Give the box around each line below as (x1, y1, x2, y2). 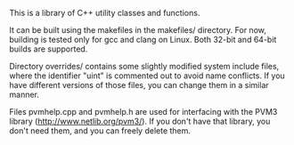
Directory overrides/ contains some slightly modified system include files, (9, 61, 280, 71)
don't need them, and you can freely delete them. (9, 125, 192, 136)
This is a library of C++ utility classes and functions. (9, 8, 200, 18)
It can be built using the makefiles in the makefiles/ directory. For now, (9, 25, 267, 35)
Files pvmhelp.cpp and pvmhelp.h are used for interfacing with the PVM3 (9, 107, 278, 117)
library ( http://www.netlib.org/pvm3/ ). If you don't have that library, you (9, 116, 271, 126)
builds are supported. (9, 44, 88, 54)
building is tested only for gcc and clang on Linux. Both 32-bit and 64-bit (9, 35, 277, 44)
